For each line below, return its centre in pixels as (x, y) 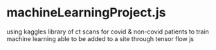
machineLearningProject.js (86, 13)
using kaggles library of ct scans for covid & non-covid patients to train (108, 32)
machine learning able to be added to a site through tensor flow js (100, 38)
